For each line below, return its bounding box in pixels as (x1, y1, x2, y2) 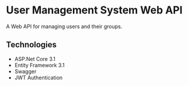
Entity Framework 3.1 (14, 61, 65, 68)
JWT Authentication (14, 74, 63, 81)
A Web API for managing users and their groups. (6, 23, 123, 30)
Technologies (6, 40, 57, 50)
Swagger (14, 68, 37, 75)
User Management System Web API (6, 4, 183, 17)
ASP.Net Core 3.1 (14, 55, 55, 62)
